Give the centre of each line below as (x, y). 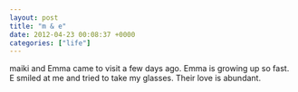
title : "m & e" (38, 26)
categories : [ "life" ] (50, 43)
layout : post (34, 18)
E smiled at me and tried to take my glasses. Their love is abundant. (135, 78)
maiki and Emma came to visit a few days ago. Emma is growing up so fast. (149, 69)
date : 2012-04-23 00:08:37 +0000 (72, 34)
